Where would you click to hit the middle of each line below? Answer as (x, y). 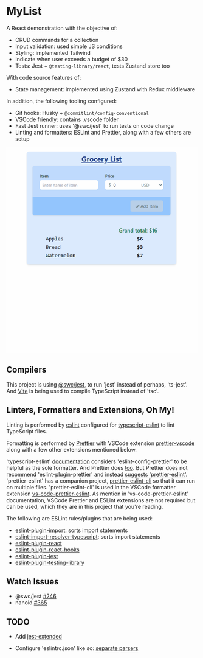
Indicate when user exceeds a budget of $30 (71, 59)
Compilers (26, 370)
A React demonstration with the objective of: (62, 28)
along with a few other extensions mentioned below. (71, 449)
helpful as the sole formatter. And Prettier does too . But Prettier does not (97, 467)
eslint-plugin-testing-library (50, 562)
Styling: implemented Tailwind (53, 52)
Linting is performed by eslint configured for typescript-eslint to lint (91, 425)
